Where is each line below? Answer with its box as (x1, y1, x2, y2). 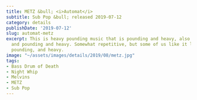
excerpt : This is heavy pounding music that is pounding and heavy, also (6, 36, 191, 42)
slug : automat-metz (6, 31, 54, 36)
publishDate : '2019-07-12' (6, 25, 72, 31)
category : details (6, 19, 51, 25)
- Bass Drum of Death (6, 63, 59, 69)
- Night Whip (6, 69, 38, 75)
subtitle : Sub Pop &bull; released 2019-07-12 (6, 14, 122, 20)
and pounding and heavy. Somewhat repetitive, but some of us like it (11, 42, 188, 48)
